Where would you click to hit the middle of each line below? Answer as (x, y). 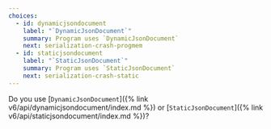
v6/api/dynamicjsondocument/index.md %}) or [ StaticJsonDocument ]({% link (136, 107)
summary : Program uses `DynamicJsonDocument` (101, 38)
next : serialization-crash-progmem (83, 46)
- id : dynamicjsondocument (61, 23)
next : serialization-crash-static (81, 76)
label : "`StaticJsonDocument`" (76, 61)
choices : (23, 16)
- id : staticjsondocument (59, 53)
